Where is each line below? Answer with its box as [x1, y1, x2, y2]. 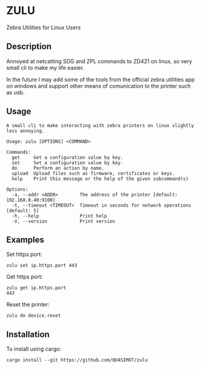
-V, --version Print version [12, 218, 115, 224]
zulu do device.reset [6, 312, 61, 319]
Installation [6, 329, 50, 339]
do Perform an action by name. [12, 165, 104, 171]
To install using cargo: [6, 345, 62, 353]
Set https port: [6, 250, 43, 258]
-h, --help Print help [12, 213, 107, 219]
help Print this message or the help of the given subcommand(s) [12, 176, 189, 182]
